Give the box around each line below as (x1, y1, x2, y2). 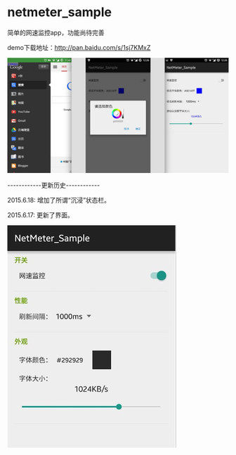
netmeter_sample (7, 4, 112, 20)
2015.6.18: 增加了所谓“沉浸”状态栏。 (7, 196, 111, 205)
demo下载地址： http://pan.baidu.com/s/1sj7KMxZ (7, 43, 151, 51)
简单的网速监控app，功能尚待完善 (7, 28, 105, 37)
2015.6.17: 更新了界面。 (7, 211, 74, 219)
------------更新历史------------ (7, 181, 100, 190)
